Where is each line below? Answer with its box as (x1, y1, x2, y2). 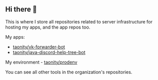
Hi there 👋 (5, 5, 37, 14)
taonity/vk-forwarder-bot (12, 44, 65, 50)
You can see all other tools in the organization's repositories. (5, 69, 133, 75)
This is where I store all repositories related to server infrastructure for (5, 18, 153, 24)
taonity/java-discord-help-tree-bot (12, 49, 86, 55)
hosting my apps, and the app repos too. (5, 24, 91, 30)
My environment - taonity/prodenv (5, 59, 77, 65)
